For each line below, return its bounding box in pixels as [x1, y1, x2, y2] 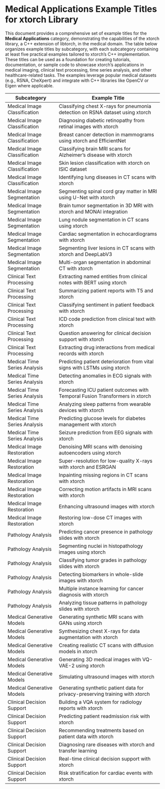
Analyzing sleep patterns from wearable [58, 401, 151, 408]
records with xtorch [58, 350, 104, 357]
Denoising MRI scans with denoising [58, 443, 142, 450]
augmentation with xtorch [58, 634, 118, 640]
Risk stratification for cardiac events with [58, 769, 153, 776]
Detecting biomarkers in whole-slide [58, 571, 143, 578]
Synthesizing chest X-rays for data [58, 628, 140, 635]
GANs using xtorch [58, 619, 102, 626]
